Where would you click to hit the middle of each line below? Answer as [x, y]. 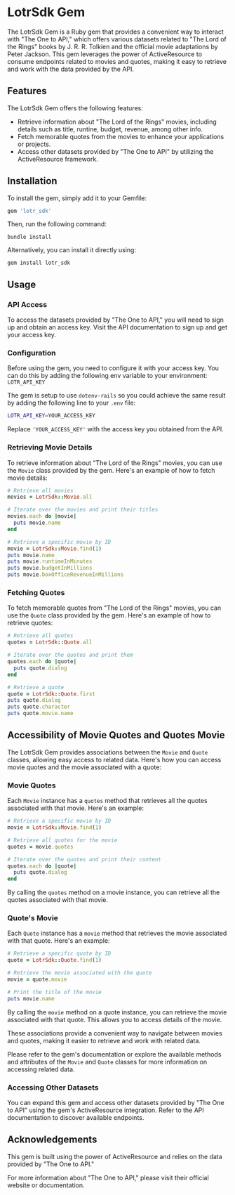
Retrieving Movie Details [50, 448]
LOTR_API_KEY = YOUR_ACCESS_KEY [52, 416]
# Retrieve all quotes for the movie [62, 840]
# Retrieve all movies [40, 490]
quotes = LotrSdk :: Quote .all [50, 642]
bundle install [29, 237]
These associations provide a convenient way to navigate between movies [115, 1033]
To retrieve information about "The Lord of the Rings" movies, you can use [115, 463]
